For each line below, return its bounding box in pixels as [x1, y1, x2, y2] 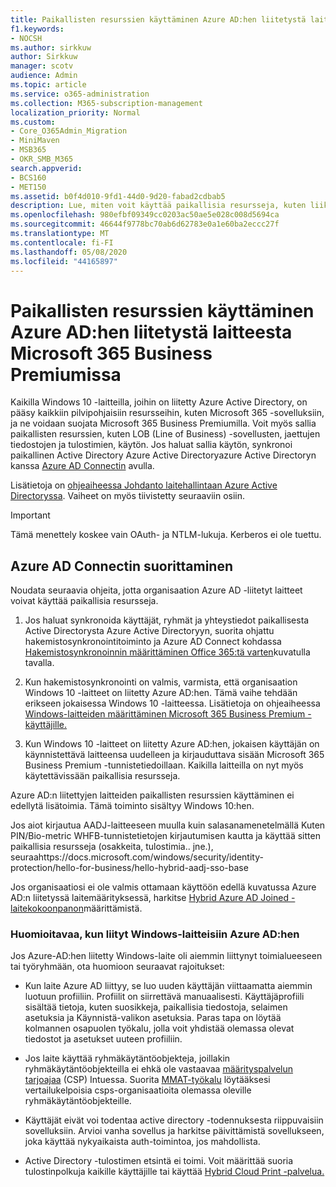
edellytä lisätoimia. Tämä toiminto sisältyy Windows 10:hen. [10, 800, 255, 812]
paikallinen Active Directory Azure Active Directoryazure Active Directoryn [10, 449, 317, 461]
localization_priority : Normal [10, 107, 141, 118]
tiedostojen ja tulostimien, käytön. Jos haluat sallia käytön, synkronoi [10, 439, 293, 451]
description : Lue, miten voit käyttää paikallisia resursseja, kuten [10, 201, 307, 211]
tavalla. [24, 657, 55, 669]
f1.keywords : [10, 24, 65, 34]
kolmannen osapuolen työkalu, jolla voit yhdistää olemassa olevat [24, 1022, 295, 1035]
